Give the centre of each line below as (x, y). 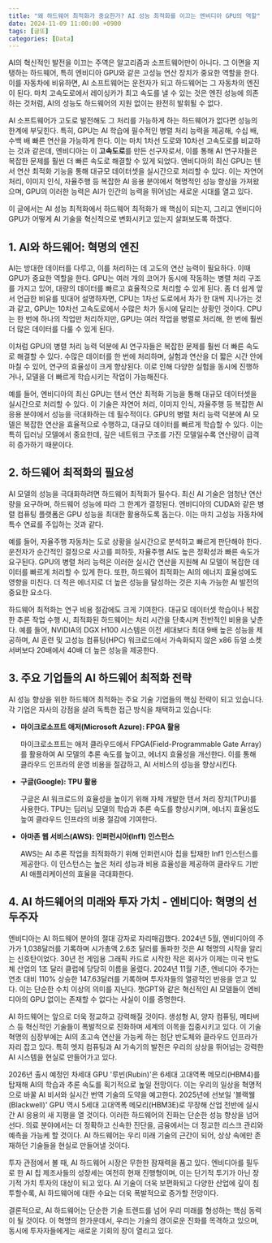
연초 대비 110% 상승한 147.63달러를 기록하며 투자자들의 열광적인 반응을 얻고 (128, 978)
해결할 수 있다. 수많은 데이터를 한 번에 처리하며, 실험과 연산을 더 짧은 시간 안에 (140, 356)
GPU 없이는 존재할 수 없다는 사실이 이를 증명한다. (108, 999)
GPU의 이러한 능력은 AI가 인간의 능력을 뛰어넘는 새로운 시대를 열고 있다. (139, 192)
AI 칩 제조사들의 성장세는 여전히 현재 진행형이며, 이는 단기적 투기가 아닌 (138, 1172)
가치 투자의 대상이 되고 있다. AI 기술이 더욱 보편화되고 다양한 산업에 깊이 (137, 1183)
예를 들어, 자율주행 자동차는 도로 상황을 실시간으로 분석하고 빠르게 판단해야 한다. (135, 542)
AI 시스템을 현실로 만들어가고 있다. (63, 1057)
